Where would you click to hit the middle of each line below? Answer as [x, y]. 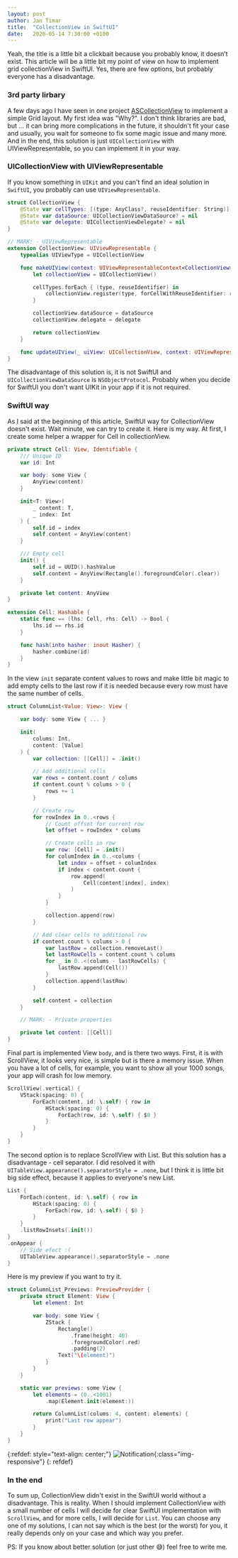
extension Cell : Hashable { [49, 612]
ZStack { [58, 1322]
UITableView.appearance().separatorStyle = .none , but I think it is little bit [116, 1170]
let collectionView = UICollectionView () [95, 274]
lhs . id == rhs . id [58, 626]
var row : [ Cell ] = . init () [85, 850]
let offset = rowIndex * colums [93, 830]
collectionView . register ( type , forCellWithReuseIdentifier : [136, 294]
